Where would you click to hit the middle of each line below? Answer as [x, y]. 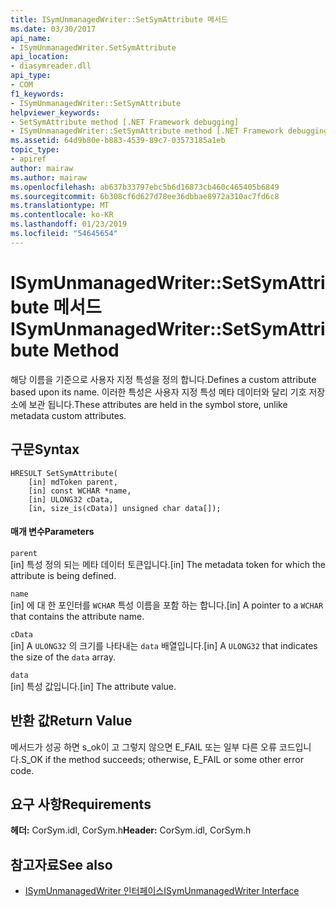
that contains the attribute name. [77, 616]
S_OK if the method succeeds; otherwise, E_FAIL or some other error [162, 759]
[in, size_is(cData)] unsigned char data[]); [125, 508]
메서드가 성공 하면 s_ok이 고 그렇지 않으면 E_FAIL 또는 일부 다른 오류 [143, 747]
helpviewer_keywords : [55, 112]
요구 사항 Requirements [81, 804]
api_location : [40, 57]
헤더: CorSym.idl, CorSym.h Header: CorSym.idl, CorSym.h [131, 830]
